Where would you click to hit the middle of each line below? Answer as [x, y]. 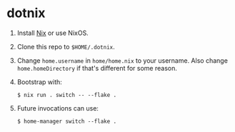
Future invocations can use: [58, 108]
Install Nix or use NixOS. [52, 33]
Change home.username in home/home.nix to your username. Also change [122, 60]
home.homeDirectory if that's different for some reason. [97, 68]
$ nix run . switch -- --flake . [67, 95]
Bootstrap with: [39, 82]
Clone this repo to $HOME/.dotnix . [66, 46]
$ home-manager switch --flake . [67, 121]
